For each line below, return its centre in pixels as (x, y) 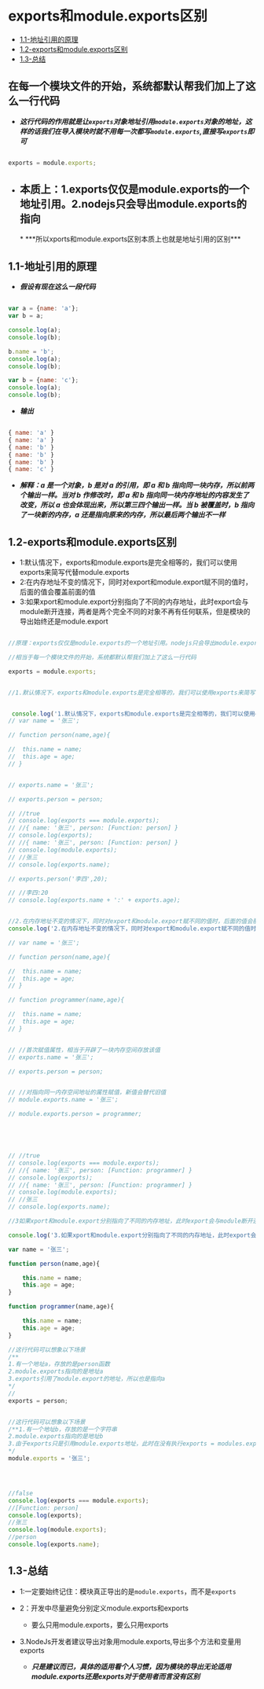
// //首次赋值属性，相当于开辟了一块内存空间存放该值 (84, 1050)
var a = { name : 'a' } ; (44, 309)
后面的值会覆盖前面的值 (57, 592)
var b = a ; (26, 316)
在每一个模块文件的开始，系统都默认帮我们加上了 (127, 86)
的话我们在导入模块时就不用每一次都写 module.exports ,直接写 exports (137, 131)
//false (21, 1493)
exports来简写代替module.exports (74, 572)
